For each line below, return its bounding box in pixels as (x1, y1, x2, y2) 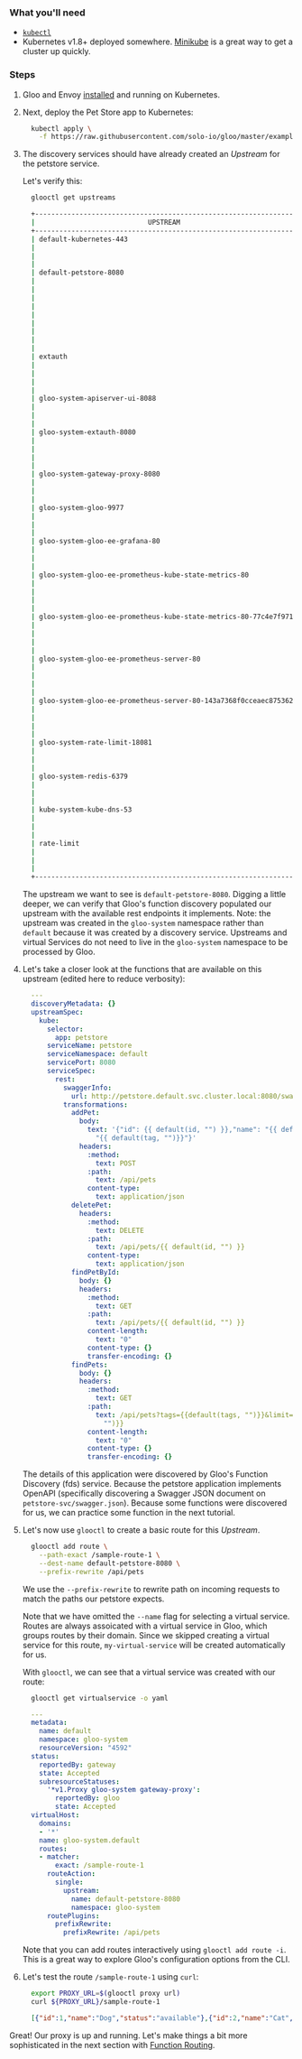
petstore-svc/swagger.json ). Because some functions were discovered (22, 1498, 288, 1508)
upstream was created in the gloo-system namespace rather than (22, 918, 264, 929)
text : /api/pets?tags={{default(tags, (95, 1410, 242, 1419)
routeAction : (46, 1869, 96, 1878)
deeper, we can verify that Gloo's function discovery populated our (22, 898, 272, 909)
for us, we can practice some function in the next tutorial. (22, 1507, 236, 1518)
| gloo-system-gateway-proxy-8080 (31, 469, 160, 479)
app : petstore (55, 1033, 108, 1042)
